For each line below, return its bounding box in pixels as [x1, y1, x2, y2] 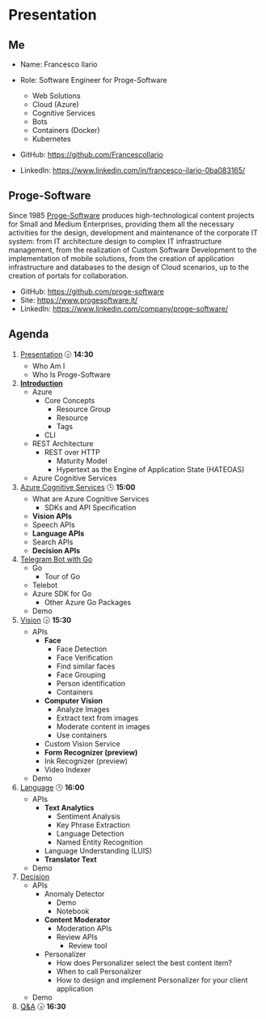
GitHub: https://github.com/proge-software [19, 286, 164, 296]
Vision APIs [32, 511, 73, 521]
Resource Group [56, 404, 112, 414]
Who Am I [32, 361, 65, 371]
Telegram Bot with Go [19, 554, 93, 564]
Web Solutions [32, 91, 81, 101]
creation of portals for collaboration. [8, 270, 129, 281]
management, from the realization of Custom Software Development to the [8, 245, 257, 255]
